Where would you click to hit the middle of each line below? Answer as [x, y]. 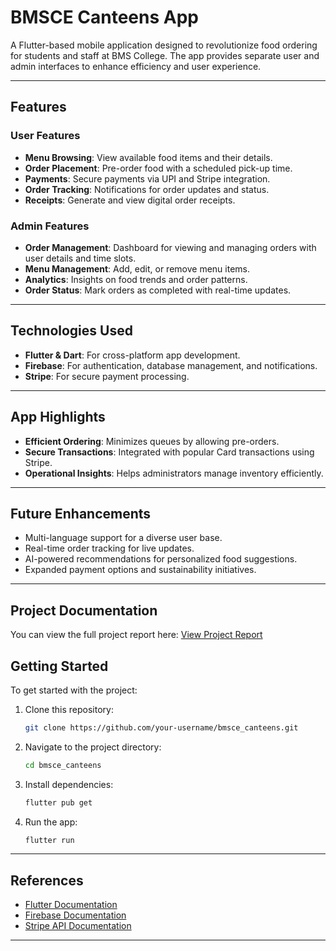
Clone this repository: [69, 709]
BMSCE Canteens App [104, 17]
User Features [45, 136]
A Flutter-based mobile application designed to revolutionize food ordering [164, 45]
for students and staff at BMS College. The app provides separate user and [165, 55]
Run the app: [51, 822]
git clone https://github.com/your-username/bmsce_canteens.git [161, 727]
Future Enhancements [81, 513]
